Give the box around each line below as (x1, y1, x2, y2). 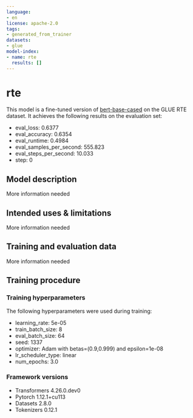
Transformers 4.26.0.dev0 (15, 386, 81, 394)
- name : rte (6, 54, 36, 60)
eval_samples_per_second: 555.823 (15, 143, 105, 151)
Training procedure (6, 275, 81, 286)
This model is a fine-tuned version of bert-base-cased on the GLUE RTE (6, 106, 187, 113)
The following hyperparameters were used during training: (6, 307, 152, 315)
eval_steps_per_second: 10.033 (15, 150, 94, 157)
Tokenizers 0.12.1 (15, 406, 58, 413)
